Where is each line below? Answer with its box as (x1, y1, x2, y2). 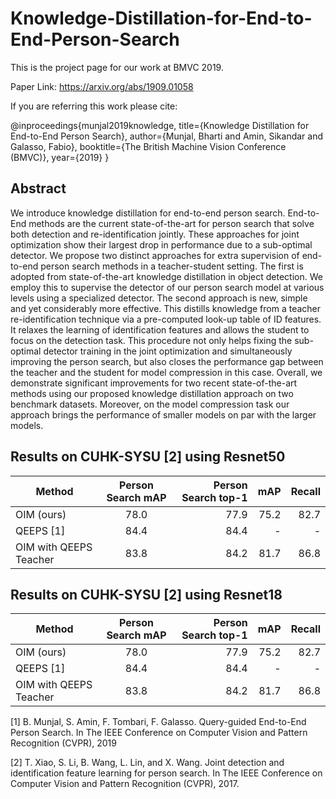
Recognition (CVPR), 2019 (10, 737, 117, 749)
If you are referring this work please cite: (10, 100, 178, 112)
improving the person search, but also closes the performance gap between (10, 355, 324, 367)
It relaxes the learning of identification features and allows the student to (10, 323, 310, 336)
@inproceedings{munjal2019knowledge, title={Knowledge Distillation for (10, 119, 310, 131)
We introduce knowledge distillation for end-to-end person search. (10, 207, 286, 219)
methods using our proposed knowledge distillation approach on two (10, 387, 294, 399)
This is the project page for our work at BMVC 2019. (10, 61, 224, 73)
